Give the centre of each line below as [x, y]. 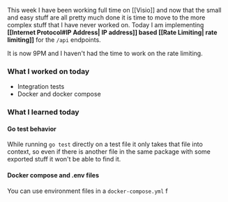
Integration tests [41, 87]
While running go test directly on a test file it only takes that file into [105, 144]
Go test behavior [32, 129]
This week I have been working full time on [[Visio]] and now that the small [114, 10]
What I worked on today [48, 71]
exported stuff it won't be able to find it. [64, 159]
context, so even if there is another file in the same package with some [109, 152]
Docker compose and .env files [53, 175]
